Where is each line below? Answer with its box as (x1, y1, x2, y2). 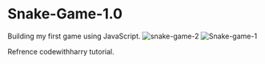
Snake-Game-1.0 (7, 5, 123, 23)
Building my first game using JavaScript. (7, 31, 141, 41)
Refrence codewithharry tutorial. (7, 46, 115, 56)
